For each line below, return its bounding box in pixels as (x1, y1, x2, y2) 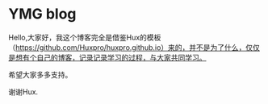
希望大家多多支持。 (8, 69, 73, 79)
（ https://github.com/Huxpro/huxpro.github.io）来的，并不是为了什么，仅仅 (8, 42, 261, 52)
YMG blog (8, 5, 77, 23)
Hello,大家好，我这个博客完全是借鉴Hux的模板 (8, 32, 161, 42)
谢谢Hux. (8, 86, 39, 97)
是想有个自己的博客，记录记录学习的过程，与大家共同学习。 (8, 52, 207, 62)
